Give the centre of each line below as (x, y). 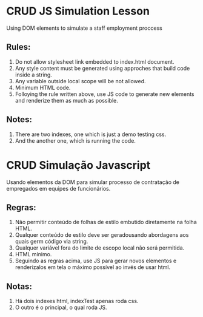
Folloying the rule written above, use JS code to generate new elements (105, 94)
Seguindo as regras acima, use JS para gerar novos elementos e (96, 261)
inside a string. (34, 75)
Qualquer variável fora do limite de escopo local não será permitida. (100, 248)
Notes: (19, 120)
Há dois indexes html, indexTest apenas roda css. (77, 301)
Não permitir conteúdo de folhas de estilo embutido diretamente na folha (106, 222)
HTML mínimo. (33, 254)
